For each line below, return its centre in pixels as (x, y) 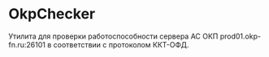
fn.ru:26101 (27, 44)
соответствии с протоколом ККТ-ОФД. (121, 44)
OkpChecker (52, 14)
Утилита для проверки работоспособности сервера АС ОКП (113, 36)
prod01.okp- (241, 36)
